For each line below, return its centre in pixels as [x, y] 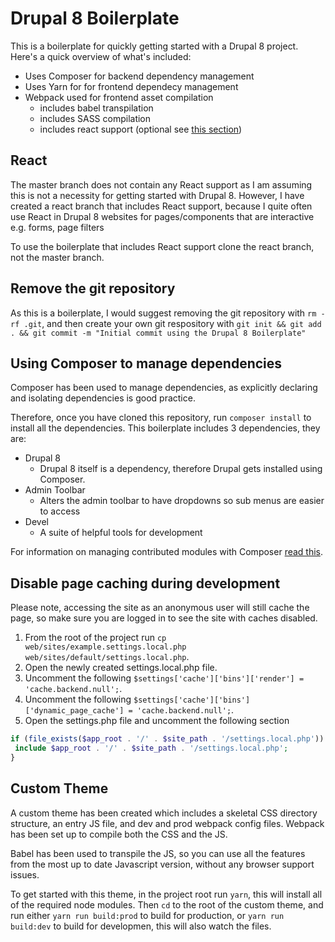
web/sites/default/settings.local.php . [107, 657]
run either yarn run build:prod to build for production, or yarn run [147, 915]
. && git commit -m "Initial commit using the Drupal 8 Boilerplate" [158, 333]
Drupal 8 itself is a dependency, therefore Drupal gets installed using [181, 469]
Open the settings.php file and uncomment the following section [157, 721]
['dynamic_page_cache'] [74, 711]
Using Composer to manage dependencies [146, 363]
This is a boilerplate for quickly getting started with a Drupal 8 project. [154, 46]
